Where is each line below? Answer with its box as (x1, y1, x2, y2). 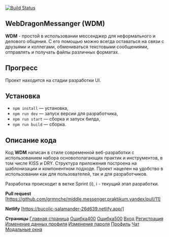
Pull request (5, 190, 31, 197)
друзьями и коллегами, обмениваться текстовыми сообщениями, (5, 44, 149, 50)
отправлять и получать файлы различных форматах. (5, 49, 119, 55)
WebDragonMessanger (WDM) (5, 19, 105, 28)
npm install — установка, (12, 105, 69, 111)
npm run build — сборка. (12, 122, 66, 128)
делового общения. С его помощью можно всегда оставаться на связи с (5, 38, 164, 44)
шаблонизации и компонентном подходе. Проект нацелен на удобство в (5, 166, 163, 172)
